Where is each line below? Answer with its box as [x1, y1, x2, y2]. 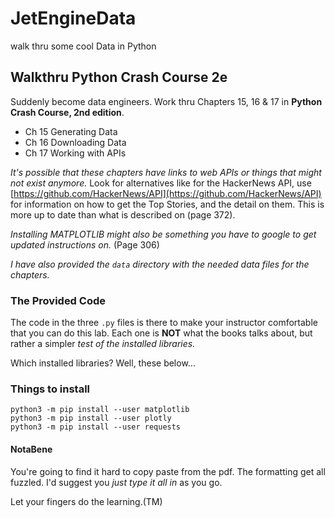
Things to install [10, 382, 91, 396]
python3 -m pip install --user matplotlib [10, 405, 190, 415]
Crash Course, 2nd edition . [10, 106, 125, 118]
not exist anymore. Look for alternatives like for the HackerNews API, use [10, 177, 312, 189]
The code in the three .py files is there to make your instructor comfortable [10, 317, 318, 329]
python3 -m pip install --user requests [10, 422, 182, 432]
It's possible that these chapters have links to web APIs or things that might [10, 166, 322, 178]
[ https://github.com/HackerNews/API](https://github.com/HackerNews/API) [10, 187, 322, 199]
